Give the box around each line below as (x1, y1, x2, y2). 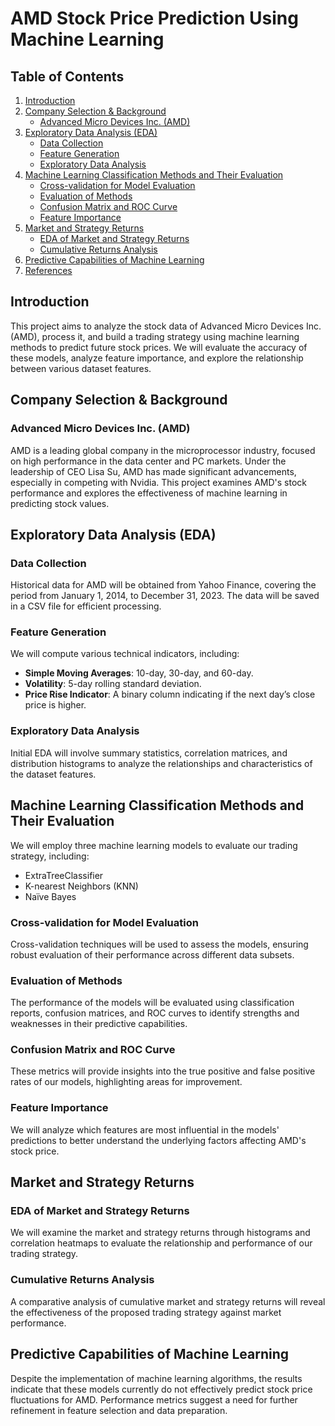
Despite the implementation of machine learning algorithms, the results (10, 1372, 303, 1384)
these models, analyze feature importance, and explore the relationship (10, 352, 304, 364)
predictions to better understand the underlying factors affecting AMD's (10, 1134, 307, 1146)
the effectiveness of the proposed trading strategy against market (10, 1306, 282, 1318)
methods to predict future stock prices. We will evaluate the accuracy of (10, 341, 308, 353)
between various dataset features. (10, 362, 152, 374)
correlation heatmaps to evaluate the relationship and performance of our (10, 1237, 313, 1249)
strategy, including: (10, 850, 90, 862)
